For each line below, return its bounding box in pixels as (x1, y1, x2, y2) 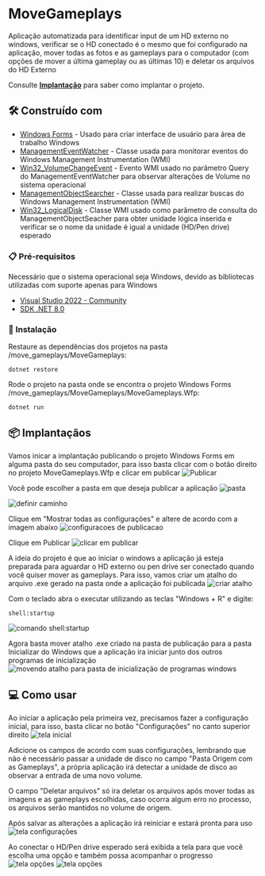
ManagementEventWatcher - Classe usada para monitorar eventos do (19, 146, 248, 156)
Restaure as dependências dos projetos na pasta (8, 342, 168, 352)
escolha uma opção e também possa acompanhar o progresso (8, 851, 213, 860)
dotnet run (8, 403, 44, 411)
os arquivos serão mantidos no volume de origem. (8, 803, 172, 812)
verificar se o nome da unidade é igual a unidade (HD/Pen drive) (19, 222, 230, 231)
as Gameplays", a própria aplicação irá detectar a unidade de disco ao (8, 762, 238, 771)
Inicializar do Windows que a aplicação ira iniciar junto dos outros (8, 647, 223, 657)
